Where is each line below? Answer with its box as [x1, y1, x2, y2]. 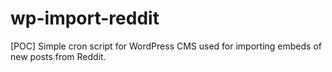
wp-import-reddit [10, 7, 160, 30]
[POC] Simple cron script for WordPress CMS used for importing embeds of [10, 40, 322, 52]
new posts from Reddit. [10, 50, 107, 62]
